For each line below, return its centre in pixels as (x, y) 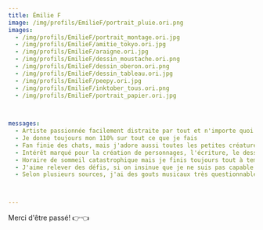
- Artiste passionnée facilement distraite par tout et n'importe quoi (135, 131)
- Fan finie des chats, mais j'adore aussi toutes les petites (120, 146)
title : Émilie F (34, 15)
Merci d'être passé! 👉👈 (49, 218)
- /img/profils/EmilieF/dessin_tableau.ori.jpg (94, 74)
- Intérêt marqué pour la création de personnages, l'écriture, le (128, 153)
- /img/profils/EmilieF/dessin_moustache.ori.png (97, 59)
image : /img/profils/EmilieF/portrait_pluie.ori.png (96, 23)
